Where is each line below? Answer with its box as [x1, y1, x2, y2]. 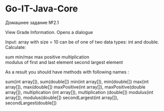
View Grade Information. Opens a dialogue [5, 29, 93, 35]
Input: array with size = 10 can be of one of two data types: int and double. [5, 38, 159, 45]
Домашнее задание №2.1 [5, 19, 59, 25]
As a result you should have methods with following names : [5, 68, 129, 75]
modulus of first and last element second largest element [5, 59, 123, 65]
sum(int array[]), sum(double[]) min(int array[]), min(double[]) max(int [5, 78, 149, 84]
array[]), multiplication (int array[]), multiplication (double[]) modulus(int [5, 89, 153, 95]
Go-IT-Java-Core [5, 3, 78, 14]
